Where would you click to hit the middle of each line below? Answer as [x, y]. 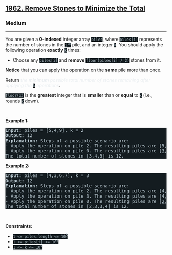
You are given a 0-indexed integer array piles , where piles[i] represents [84, 39]
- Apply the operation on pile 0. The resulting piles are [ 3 [85, 151]
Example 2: [17, 166]
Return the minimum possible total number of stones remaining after [78, 80]
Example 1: [17, 121]
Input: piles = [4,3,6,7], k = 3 [47, 175]
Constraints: [19, 226]
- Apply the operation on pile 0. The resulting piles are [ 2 [85, 201]
